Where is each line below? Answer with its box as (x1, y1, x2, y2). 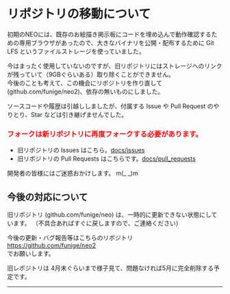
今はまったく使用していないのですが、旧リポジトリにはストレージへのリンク (7, 62, 222, 70)
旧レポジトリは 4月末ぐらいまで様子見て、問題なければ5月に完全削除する (7, 264, 214, 272)
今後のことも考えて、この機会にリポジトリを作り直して (7, 79, 163, 87)
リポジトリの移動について (7, 6, 151, 22)
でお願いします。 (7, 250, 55, 258)
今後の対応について (7, 191, 88, 202)
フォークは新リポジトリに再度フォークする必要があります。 (7, 129, 203, 139)
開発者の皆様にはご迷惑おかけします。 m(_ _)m (7, 169, 138, 178)
